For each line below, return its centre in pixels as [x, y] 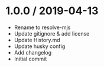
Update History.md [37, 40]
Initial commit [30, 59]
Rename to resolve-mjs [42, 27]
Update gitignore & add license [52, 33]
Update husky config [40, 46]
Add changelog [33, 52]
